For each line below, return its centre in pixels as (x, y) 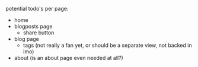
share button (39, 33)
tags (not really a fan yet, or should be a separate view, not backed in (107, 45)
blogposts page (33, 26)
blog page (26, 39)
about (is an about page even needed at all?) (69, 58)
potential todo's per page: (37, 9)
